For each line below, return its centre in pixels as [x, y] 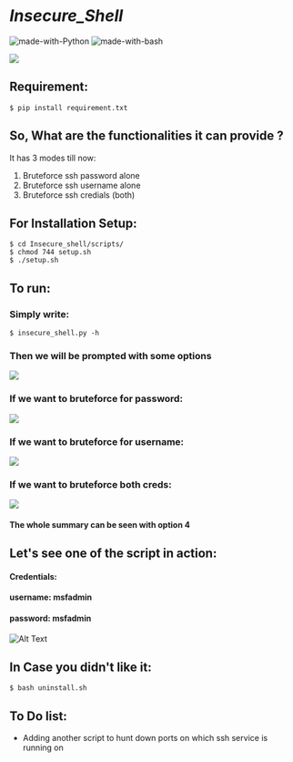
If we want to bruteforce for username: [97, 441]
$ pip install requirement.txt [69, 108]
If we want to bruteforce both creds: [91, 484]
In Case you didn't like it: [81, 668]
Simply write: [40, 314]
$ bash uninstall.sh [49, 688]
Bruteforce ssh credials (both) [79, 195]
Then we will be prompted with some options [111, 355]
